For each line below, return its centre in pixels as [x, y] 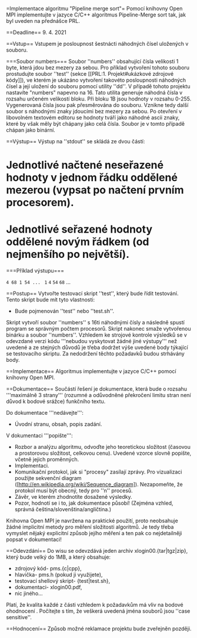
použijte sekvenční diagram [48, 478]
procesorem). [40, 203]
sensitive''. [19, 617]
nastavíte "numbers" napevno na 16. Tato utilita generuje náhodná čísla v [94, 93]
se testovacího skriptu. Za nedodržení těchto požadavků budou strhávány [96, 354]
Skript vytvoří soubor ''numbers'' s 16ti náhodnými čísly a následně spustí [96, 323]
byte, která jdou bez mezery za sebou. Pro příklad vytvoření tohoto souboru [98, 68]
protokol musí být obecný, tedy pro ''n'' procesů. [74, 491]
